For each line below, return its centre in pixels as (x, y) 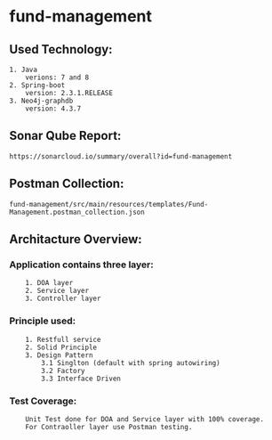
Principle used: (43, 321)
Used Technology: (61, 49)
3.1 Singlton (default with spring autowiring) (131, 363)
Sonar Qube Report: (65, 136)
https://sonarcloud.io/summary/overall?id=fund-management (121, 156)
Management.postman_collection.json (77, 212)
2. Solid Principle (61, 347)
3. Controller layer (63, 299)
